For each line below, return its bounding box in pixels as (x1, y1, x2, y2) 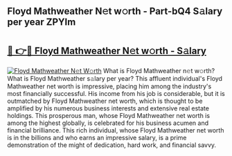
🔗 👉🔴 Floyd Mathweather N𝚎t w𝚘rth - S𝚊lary (7, 45, 206, 57)
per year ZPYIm (7, 17, 76, 28)
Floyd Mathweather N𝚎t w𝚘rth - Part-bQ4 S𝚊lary (7, 6, 223, 17)
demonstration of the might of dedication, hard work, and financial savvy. (7, 141, 217, 149)
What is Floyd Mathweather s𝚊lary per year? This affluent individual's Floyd (7, 75, 223, 82)
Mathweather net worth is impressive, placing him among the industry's (7, 82, 212, 90)
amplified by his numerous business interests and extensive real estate (7, 104, 210, 113)
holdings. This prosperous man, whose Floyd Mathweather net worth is (7, 112, 210, 119)
